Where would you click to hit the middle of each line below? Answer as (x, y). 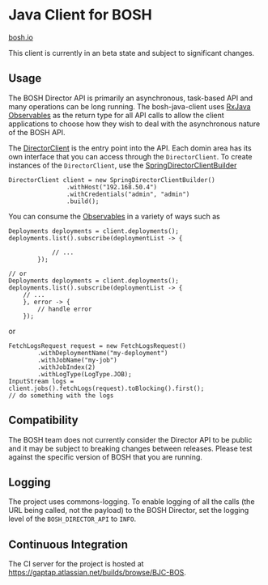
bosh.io (21, 37)
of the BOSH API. (37, 132)
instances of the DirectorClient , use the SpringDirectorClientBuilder (123, 165)
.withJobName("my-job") (77, 360)
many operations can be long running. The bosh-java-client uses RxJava (130, 106)
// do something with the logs (61, 395)
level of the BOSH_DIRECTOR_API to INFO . (72, 519)
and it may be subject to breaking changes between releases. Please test (130, 448)
